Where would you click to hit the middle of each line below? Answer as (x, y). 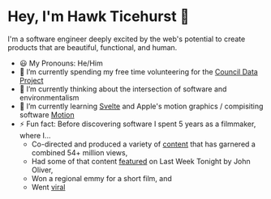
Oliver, (42, 170)
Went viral (48, 187)
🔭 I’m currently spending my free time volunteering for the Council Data (139, 71)
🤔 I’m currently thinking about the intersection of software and (123, 89)
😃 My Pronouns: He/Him (61, 63)
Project (31, 80)
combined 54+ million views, (80, 152)
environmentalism (49, 97)
